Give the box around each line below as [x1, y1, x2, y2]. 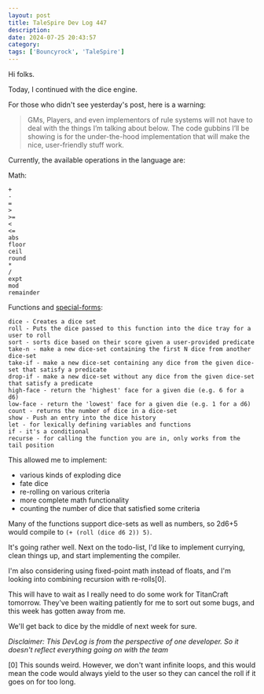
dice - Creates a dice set [8, 318, 97, 326]
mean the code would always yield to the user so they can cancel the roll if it [8, 669, 256, 678]
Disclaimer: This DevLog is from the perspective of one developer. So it [8, 637, 239, 646]
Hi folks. [8, 70, 35, 79]
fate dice [19, 479, 49, 488]
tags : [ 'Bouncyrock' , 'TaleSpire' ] [8, 48, 125, 56]
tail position [8, 441, 55, 449]
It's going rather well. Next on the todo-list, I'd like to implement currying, [8, 542, 245, 552]
